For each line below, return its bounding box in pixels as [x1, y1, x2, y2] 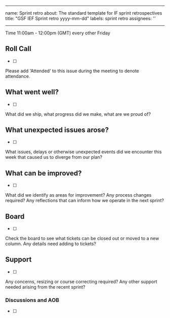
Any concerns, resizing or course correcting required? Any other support [5, 279, 157, 285]
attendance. [5, 73, 30, 79]
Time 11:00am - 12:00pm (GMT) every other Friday [5, 30, 110, 36]
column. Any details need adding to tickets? [5, 241, 97, 247]
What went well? [5, 88, 59, 97]
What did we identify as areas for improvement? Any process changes [5, 192, 152, 198]
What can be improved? [5, 169, 82, 177]
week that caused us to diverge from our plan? [5, 154, 103, 160]
